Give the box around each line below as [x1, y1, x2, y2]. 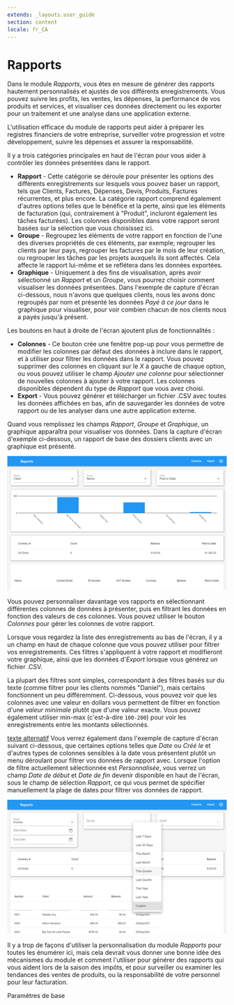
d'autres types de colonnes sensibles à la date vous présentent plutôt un [7, 749, 216, 758]
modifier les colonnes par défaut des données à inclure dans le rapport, [17, 347, 224, 355]
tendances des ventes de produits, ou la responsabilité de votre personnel [7, 970, 221, 979]
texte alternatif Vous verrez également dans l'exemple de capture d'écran [7, 734, 219, 742]
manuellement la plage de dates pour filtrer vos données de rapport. [7, 786, 203, 795]
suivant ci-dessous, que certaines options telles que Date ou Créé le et [7, 742, 211, 750]
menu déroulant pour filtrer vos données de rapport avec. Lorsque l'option [7, 756, 221, 765]
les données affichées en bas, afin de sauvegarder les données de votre [17, 399, 225, 408]
